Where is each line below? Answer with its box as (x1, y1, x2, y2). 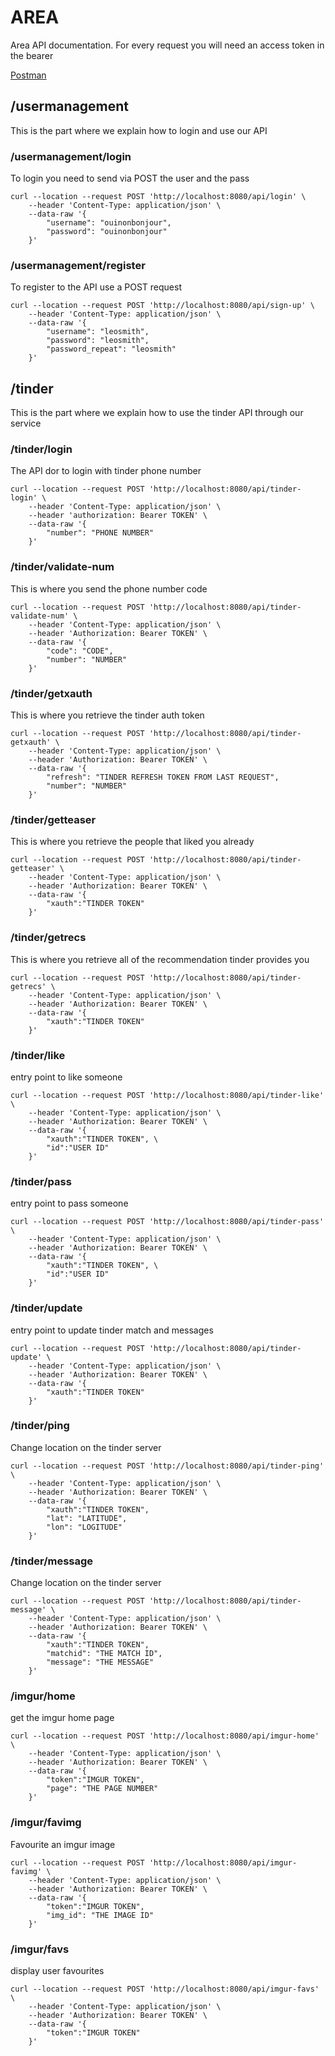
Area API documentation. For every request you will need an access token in (10, 39, 325, 51)
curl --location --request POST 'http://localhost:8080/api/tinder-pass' (10, 1217, 325, 1227)
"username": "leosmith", (46, 327, 150, 337)
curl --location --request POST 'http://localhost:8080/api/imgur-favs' (10, 1984, 320, 1995)
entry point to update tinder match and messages (10, 1324, 214, 1336)
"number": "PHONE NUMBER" (46, 528, 155, 538)
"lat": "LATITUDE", (46, 1513, 128, 1523)
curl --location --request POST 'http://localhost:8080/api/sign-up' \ (10, 301, 315, 311)
